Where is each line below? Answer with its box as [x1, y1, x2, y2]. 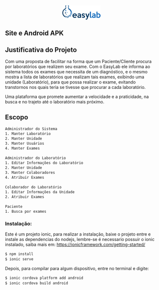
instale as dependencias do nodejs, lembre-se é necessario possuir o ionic [5, 237, 155, 242]
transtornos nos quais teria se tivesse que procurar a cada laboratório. [5, 85, 146, 90]
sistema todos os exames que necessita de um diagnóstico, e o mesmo [5, 69, 148, 75]
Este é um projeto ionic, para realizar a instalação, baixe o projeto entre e [5, 231, 151, 237]
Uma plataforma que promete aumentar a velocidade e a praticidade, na [5, 94, 149, 100]
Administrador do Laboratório [5, 156, 66, 161]
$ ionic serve [5, 257, 34, 262]
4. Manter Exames [5, 146, 40, 151]
